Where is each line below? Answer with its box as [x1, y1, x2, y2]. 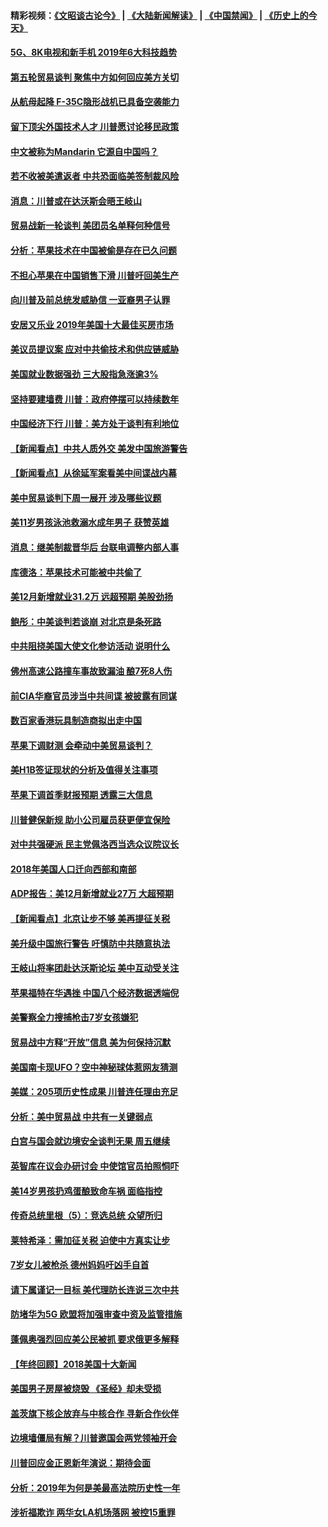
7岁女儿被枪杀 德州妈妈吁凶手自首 [10, 1259, 150, 1271]
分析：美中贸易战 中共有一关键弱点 [10, 1110, 153, 1122]
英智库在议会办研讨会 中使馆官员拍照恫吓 [10, 1160, 180, 1172]
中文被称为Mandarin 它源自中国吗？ [10, 145, 159, 157]
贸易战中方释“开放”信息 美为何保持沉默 [10, 1036, 172, 1048]
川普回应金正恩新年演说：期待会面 [10, 1457, 151, 1469]
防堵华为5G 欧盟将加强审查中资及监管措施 [10, 1308, 183, 1320]
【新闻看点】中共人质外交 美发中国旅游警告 [10, 442, 188, 454]
